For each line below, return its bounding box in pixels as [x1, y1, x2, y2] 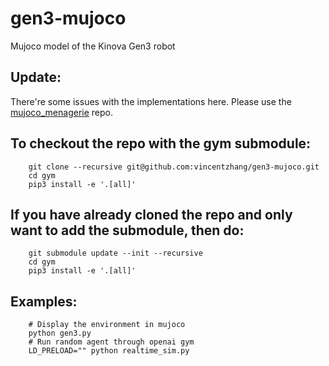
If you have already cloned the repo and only [10, 206, 293, 223]
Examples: [10, 293, 78, 310]
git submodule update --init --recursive [28, 248, 203, 259]
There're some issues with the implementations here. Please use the [10, 95, 292, 107]
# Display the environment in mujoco [28, 320, 186, 330]
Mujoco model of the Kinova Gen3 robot [10, 40, 176, 52]
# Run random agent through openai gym [28, 337, 195, 347]
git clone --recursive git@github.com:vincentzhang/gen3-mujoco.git [28, 162, 320, 172]
